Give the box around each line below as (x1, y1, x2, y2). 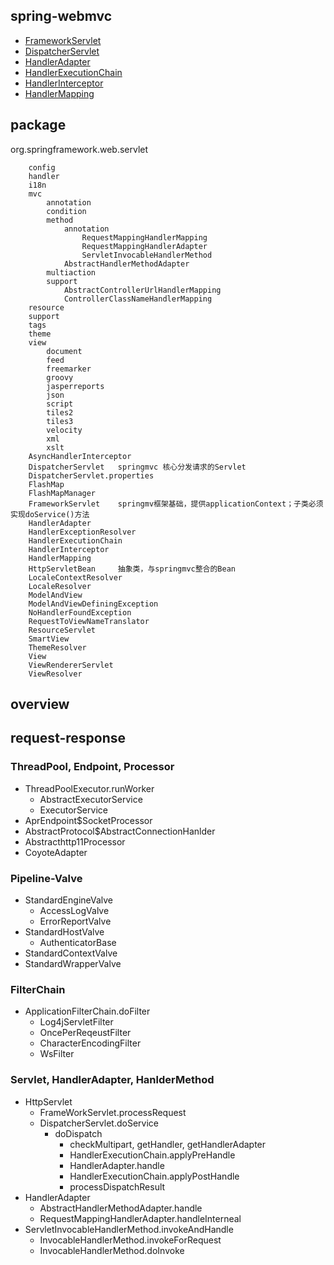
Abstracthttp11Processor (24, 835, 126, 848)
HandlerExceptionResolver (28, 527, 137, 537)
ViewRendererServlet (28, 660, 114, 670)
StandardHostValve (24, 926, 105, 938)
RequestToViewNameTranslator (28, 616, 150, 626)
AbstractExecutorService (39, 793, 143, 805)
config (28, 162, 56, 173)
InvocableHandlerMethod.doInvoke (39, 1244, 185, 1256)
